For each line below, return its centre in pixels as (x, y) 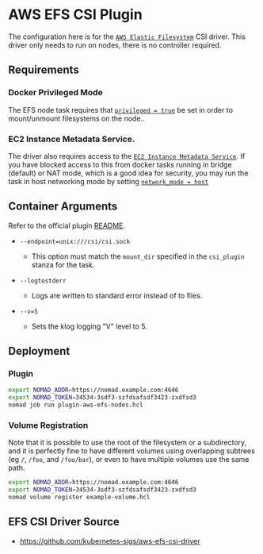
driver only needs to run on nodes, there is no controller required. (115, 44)
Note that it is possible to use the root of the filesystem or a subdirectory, (128, 443)
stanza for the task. (63, 264)
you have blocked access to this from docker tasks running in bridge (120, 164)
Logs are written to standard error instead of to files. (117, 295)
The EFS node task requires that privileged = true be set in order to (121, 110)
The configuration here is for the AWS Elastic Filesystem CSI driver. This (127, 37)
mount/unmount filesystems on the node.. (76, 118)
